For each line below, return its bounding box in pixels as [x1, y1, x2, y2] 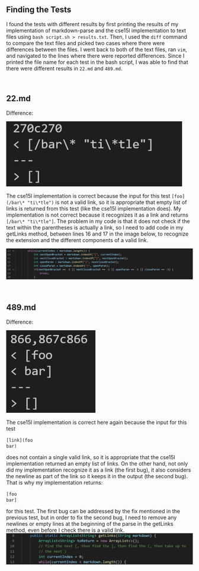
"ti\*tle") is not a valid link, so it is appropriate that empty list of [27, 199, 187, 206]
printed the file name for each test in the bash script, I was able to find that [6, 58, 188, 65]
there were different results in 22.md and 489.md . [6, 65, 123, 72]
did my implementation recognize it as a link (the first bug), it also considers [6, 466, 191, 473]
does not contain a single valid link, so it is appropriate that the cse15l [6, 453, 176, 460]
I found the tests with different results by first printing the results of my [6, 20, 179, 27]
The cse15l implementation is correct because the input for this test [6, 192, 171, 199]
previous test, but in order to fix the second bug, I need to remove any [6, 514, 177, 521]
